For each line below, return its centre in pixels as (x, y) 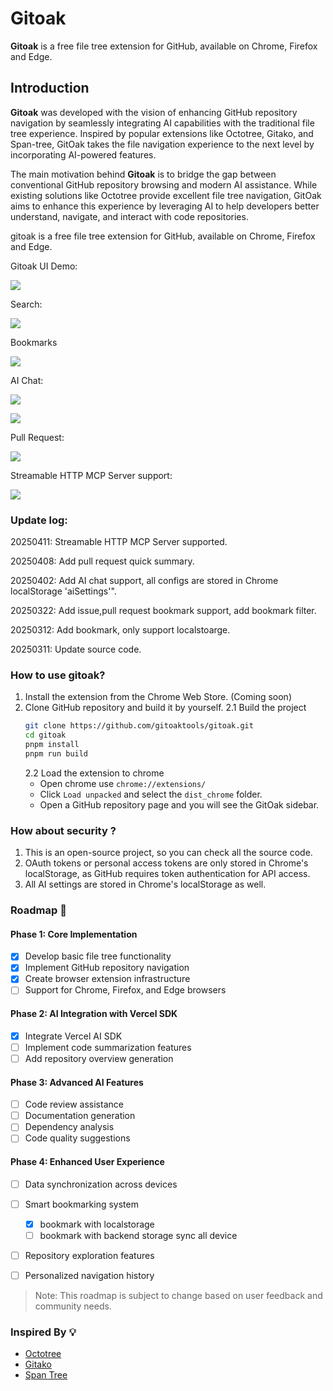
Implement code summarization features (108, 1047)
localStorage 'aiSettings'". (63, 591)
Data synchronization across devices (101, 1184)
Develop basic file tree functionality (98, 956)
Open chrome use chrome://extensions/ (123, 783)
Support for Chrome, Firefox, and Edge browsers (125, 990)
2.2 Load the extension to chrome (94, 773)
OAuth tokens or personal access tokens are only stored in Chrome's (166, 863)
